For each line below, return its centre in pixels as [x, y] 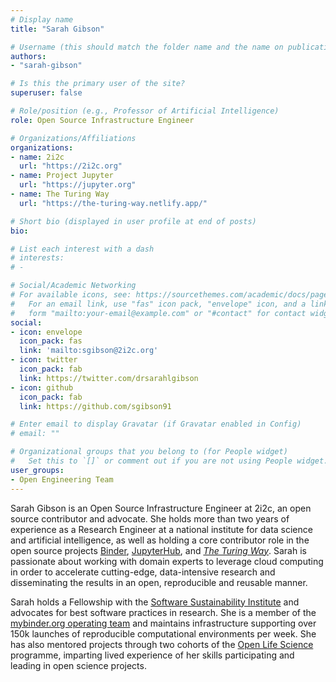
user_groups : [37, 470]
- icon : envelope [46, 332]
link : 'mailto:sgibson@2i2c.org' [89, 351]
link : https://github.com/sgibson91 [95, 406]
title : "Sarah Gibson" [57, 29]
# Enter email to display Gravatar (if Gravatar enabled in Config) [156, 424]
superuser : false [46, 93]
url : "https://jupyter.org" [78, 185]
